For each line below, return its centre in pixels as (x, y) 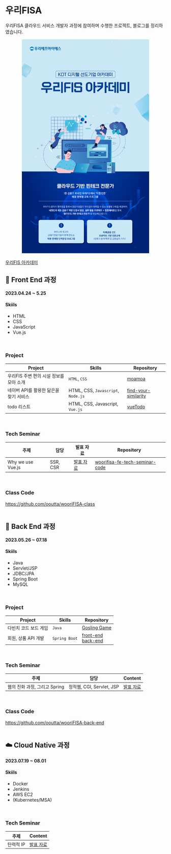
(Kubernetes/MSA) (32, 800)
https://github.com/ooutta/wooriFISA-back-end (55, 722)
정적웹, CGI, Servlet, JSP (94, 687)
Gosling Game (97, 628)
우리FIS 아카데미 (22, 262)
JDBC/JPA (23, 573)
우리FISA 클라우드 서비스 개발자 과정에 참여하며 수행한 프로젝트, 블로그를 (77, 25)
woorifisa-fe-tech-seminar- (125, 462)
